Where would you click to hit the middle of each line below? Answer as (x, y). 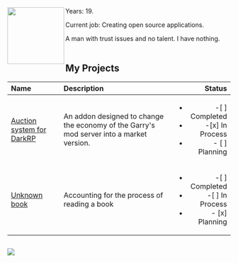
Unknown (27, 195)
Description (84, 88)
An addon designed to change (114, 116)
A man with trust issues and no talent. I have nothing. (143, 39)
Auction (24, 121)
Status (216, 88)
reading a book (89, 203)
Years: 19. (80, 11)
